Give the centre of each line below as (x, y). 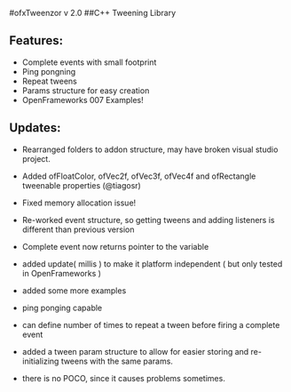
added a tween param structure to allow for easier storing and (135, 351)
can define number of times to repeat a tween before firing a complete (151, 324)
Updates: (35, 128)
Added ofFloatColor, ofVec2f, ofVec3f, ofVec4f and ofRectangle (139, 176)
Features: (36, 40)
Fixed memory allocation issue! (79, 203)
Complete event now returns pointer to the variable (115, 246)
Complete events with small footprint (89, 62)
